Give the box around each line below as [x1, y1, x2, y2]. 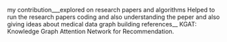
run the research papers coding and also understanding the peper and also [7, 13, 220, 21]
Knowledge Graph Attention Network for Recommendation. [7, 27, 174, 35]
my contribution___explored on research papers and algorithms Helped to [7, 6, 215, 14]
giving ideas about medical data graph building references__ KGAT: [7, 20, 197, 28]
